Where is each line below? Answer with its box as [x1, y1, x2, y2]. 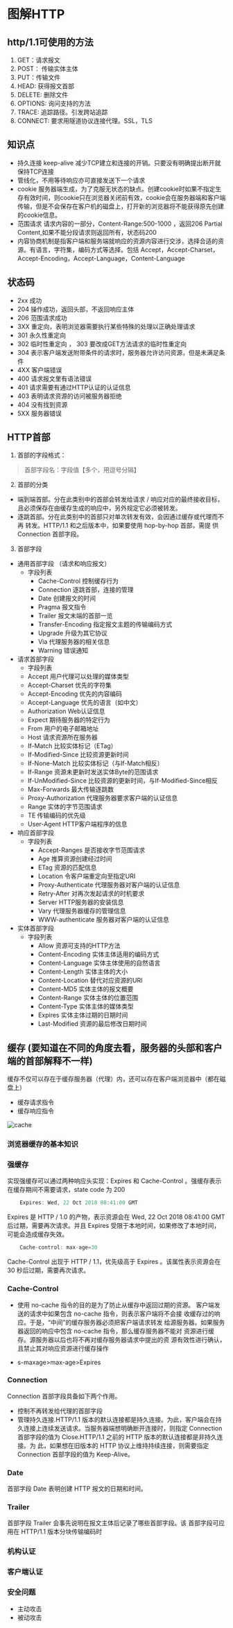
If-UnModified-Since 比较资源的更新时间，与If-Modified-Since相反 [27, 776, 218, 785]
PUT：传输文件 [17, 74, 61, 81]
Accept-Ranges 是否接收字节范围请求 [37, 846, 146, 854]
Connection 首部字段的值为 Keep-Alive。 [17, 1450, 134, 1459]
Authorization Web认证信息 [27, 707, 105, 715]
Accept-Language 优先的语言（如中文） [27, 699, 142, 707]
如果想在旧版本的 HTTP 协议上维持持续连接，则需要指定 [49, 1441, 209, 1450]
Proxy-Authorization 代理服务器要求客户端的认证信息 [27, 794, 178, 802]
